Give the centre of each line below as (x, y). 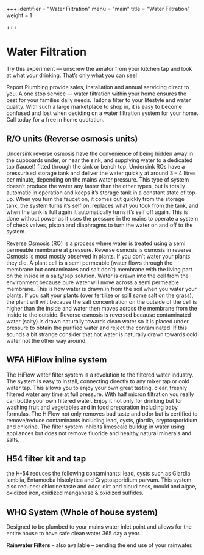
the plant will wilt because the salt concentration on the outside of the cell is (102, 301)
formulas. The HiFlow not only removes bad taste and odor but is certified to (102, 413)
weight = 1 (19, 15)
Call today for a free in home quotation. (55, 119)
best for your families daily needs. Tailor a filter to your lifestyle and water (99, 100)
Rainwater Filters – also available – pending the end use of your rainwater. (100, 545)
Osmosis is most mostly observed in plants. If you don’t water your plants (98, 256)
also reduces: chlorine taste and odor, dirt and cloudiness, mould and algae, (101, 487)
